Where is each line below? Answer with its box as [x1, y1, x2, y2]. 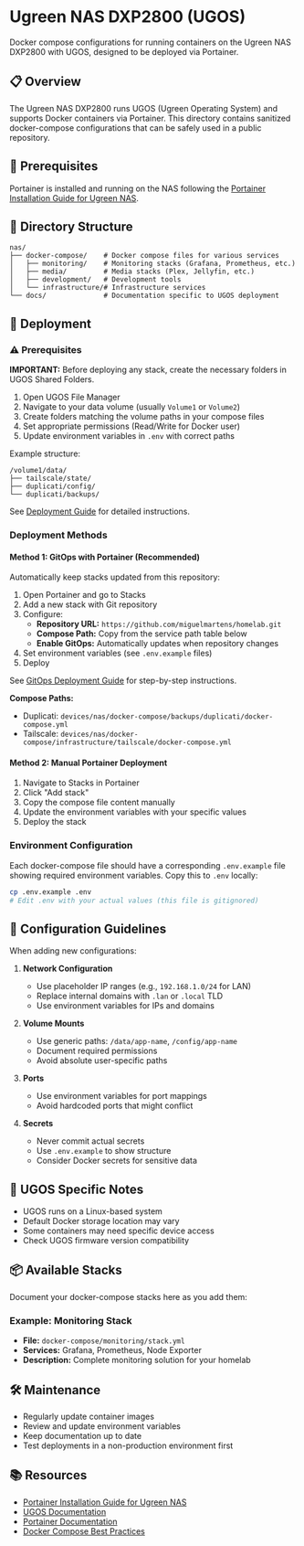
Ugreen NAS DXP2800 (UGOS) [9, 6, 246, 27]
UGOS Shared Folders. [9, 374, 95, 385]
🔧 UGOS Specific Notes [9, 1181, 144, 1197]
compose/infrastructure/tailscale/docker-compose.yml [22, 738, 232, 747]
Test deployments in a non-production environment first [22, 1440, 234, 1451]
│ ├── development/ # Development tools [9, 275, 182, 284]
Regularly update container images [22, 1411, 155, 1422]
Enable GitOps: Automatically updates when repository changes [36, 638, 279, 649]
